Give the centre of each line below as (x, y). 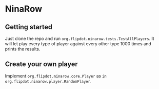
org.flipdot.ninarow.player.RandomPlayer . (48, 81)
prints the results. (23, 49)
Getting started (29, 27)
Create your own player (41, 64)
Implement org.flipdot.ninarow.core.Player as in (56, 76)
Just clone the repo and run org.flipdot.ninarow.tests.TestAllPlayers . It (80, 38)
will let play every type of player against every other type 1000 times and (78, 44)
